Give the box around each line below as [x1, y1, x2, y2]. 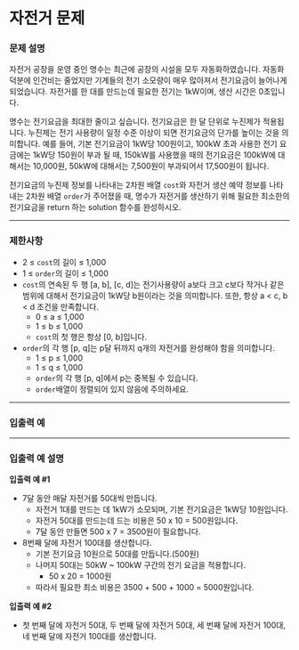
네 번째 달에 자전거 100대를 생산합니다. [21, 631, 158, 642]
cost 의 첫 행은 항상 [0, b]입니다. [35, 331, 148, 342]
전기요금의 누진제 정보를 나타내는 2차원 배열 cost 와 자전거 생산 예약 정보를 [9, 180, 267, 191]
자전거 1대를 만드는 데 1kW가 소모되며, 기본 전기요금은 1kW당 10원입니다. [35, 504, 288, 515]
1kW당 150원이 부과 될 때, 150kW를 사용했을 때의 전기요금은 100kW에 [32, 150, 276, 160]
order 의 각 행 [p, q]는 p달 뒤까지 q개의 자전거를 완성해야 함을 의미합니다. [21, 342, 276, 353]
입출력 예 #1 [9, 474, 51, 485]
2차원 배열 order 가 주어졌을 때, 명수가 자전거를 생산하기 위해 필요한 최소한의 [25, 191, 290, 201]
